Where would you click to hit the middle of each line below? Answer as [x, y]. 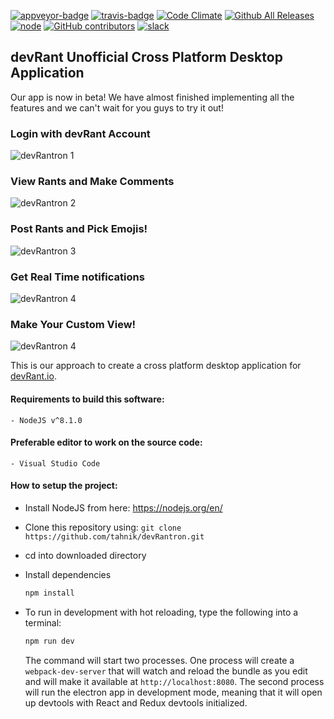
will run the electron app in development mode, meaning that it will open [173, 692]
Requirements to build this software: [87, 399]
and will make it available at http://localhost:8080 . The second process [174, 681]
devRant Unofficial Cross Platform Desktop [146, 57]
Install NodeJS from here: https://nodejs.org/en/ [123, 507]
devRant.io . [33, 376]
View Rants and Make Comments [92, 182]
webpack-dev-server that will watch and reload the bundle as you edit [166, 671]
